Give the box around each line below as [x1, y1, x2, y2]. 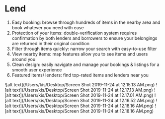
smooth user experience [11, 66, 62, 72]
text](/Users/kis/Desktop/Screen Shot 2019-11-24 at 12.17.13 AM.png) [12, 87, 153, 93]
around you [11, 56, 36, 62]
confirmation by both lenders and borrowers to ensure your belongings [11, 35, 158, 41]
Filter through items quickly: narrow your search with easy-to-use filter [11, 46, 157, 52]
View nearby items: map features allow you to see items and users [11, 51, 148, 57]
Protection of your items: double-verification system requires [11, 30, 137, 36]
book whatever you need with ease [11, 24, 84, 30]
